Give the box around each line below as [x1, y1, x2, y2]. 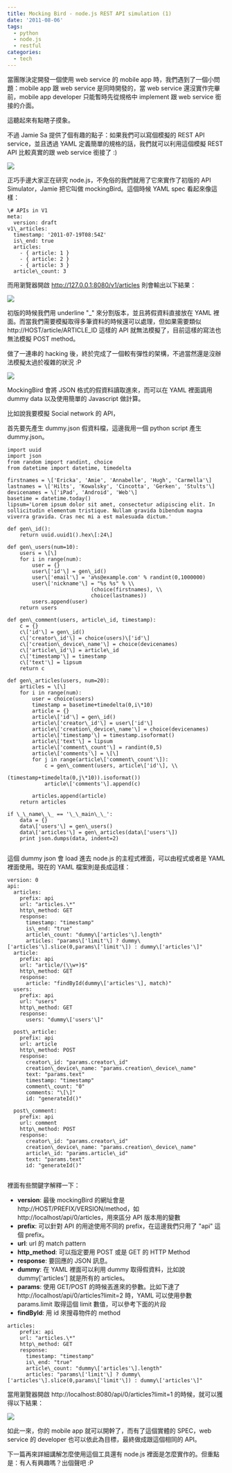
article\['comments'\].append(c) [44, 780, 141, 787]
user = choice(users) [32, 695, 95, 702]
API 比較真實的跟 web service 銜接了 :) [7, 148, 118, 156]
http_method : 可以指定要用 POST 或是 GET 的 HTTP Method [17, 1248, 190, 1256]
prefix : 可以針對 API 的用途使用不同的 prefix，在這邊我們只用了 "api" [17, 1222, 213, 1230]
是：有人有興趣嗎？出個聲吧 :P [7, 1458, 93, 1467]
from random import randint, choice [7, 459, 113, 466]
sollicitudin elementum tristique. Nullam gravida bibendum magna [7, 507, 203, 514]
